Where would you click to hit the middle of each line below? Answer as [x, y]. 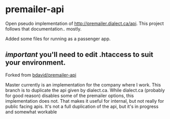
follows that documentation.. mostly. [43, 28]
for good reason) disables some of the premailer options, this [70, 96]
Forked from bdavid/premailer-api [41, 75]
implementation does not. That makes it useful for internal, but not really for [85, 101]
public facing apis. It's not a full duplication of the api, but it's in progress [82, 106]
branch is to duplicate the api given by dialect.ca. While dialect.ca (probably [85, 90]
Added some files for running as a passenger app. [58, 39]
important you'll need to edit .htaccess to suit [79, 55]
